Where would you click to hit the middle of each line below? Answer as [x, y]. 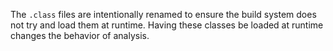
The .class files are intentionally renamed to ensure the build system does [163, 14]
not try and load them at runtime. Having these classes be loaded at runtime [167, 25]
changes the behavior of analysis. [80, 35]
